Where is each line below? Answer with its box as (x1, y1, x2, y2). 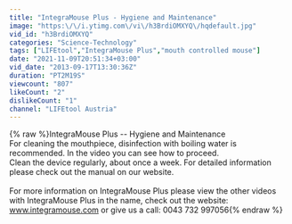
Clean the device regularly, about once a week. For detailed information (9, 157, 272, 168)
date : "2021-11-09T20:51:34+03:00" (9, 54, 142, 63)
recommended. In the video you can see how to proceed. (9, 148, 220, 159)
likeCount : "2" (9, 87, 66, 96)
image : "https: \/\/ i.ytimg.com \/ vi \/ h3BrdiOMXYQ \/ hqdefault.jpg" (9, 21, 256, 30)
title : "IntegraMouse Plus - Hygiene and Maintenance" (9, 12, 217, 22)
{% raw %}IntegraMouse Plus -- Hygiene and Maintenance (9, 129, 226, 139)
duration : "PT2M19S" (9, 71, 86, 80)
